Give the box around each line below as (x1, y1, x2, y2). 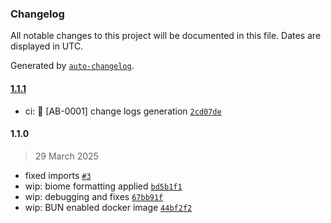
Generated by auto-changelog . (10, 60, 135, 72)
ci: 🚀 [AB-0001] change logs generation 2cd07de (24, 105, 222, 117)
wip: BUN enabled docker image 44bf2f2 (24, 201, 193, 213)
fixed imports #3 (24, 169, 92, 181)
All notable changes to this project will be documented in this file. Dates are (10, 30, 322, 42)
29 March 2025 (34, 150, 99, 162)
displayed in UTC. (10, 40, 84, 52)
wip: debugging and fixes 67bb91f (24, 190, 164, 202)
